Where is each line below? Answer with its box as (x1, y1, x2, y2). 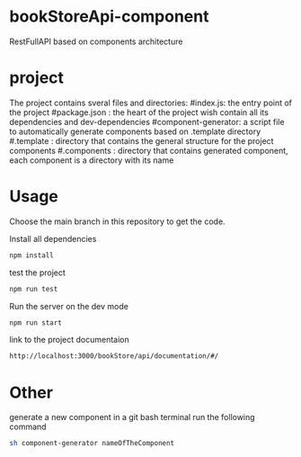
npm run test (9, 284, 58, 293)
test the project (9, 267, 66, 278)
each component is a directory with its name (9, 155, 174, 166)
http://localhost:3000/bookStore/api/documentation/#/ (9, 352, 219, 361)
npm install (9, 250, 54, 260)
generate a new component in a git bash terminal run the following (9, 412, 255, 423)
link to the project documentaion (9, 335, 129, 345)
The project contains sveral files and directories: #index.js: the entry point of (9, 97, 293, 108)
